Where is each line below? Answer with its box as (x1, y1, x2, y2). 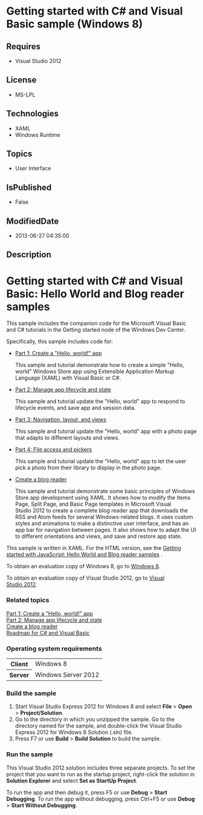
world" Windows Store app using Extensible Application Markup (14, 368, 175, 375)
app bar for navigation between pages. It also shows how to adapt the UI (14, 526, 196, 534)
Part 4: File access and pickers (14, 446, 92, 453)
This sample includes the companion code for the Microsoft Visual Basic (6, 320, 187, 327)
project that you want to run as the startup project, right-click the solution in (6, 770, 195, 777)
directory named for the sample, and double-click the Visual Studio (14, 722, 182, 729)
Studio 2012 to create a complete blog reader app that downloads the (14, 507, 188, 514)
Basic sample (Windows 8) (6, 17, 143, 31)
